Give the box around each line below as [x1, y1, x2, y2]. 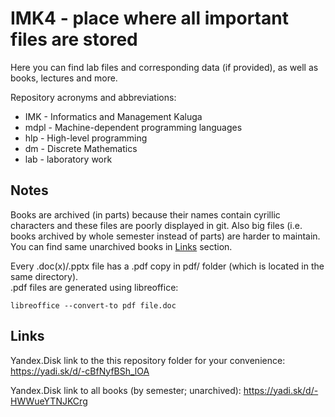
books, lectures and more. [10, 72, 118, 84]
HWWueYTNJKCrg [10, 395, 88, 407]
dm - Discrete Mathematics [24, 142, 138, 154]
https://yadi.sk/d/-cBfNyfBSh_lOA [10, 365, 150, 377]
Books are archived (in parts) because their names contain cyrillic [10, 208, 281, 221]
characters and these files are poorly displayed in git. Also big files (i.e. [10, 219, 303, 231]
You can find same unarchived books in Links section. [10, 240, 233, 252]
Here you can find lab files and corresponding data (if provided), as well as [10, 61, 319, 73]
